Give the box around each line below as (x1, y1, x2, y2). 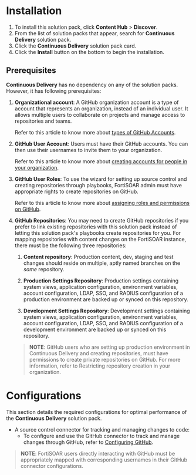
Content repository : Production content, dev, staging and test (23, 253, 174, 260)
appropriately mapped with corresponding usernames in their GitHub (20, 456, 188, 463)
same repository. (23, 265, 65, 272)
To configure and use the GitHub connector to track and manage (23, 432, 180, 439)
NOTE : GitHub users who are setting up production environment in (29, 343, 190, 351)
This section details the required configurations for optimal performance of (6, 408, 187, 415)
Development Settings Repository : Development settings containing (23, 307, 190, 314)
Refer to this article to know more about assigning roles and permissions (14, 199, 190, 206)
